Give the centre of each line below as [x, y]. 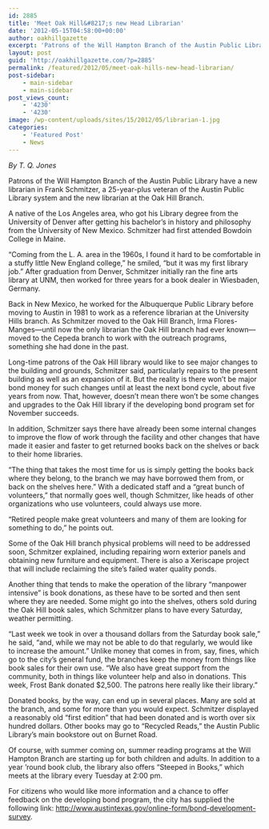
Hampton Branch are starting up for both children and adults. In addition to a [134, 759]
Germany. [24, 288]
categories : [28, 127]
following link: [31, 808]
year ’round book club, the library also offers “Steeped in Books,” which [126, 767]
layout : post [30, 53]
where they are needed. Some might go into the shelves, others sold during [133, 601]
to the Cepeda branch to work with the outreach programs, [130, 338]
